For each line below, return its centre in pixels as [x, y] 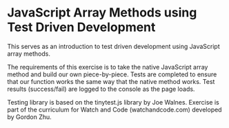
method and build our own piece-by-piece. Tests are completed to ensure [112, 74]
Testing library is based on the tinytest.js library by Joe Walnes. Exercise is [113, 102]
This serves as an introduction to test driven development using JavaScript [114, 46]
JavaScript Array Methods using [102, 13]
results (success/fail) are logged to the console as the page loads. [101, 89]
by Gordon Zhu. [29, 117]
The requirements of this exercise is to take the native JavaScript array [108, 67]
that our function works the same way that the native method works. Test [111, 81]
